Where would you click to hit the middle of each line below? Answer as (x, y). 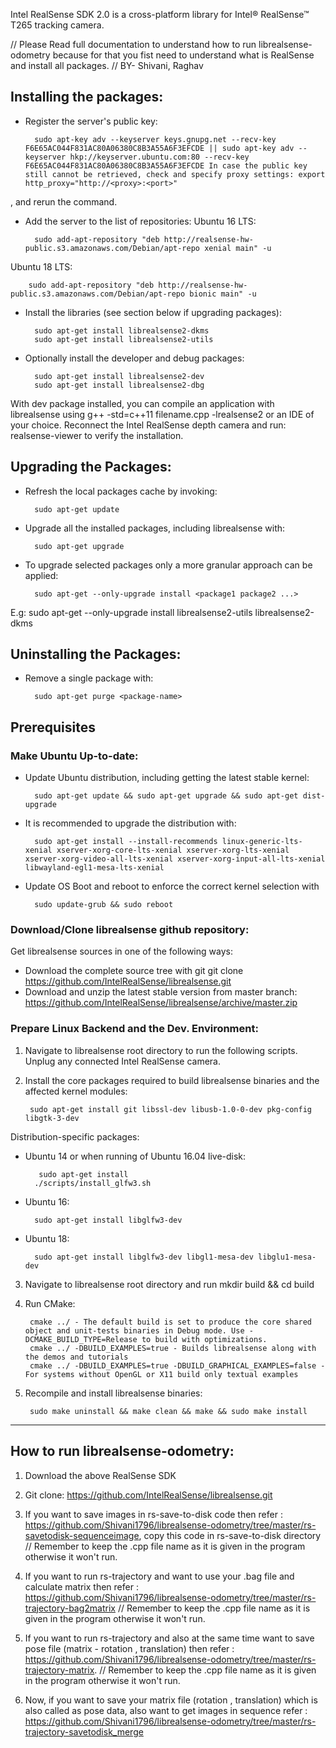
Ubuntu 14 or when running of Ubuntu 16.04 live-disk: (135, 1156)
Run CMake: (50, 1303)
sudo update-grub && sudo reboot (104, 905)
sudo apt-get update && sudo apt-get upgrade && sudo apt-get (166, 796)
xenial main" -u (238, 248)
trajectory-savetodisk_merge (84, 1731)
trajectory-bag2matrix (70, 1608)
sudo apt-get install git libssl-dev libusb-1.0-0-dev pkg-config (170, 1109)
